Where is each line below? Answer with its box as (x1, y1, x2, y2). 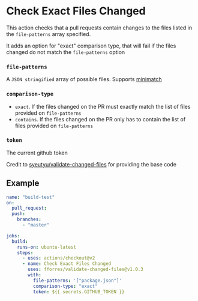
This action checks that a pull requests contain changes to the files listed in (6, 24, 193, 31)
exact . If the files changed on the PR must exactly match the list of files (14, 103, 191, 110)
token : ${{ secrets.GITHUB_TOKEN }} (32, 288, 125, 295)
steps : (17, 249, 34, 256)
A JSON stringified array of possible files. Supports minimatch (6, 76, 162, 83)
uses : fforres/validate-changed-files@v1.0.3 (28, 266, 144, 273)
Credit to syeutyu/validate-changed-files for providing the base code (6, 160, 177, 168)
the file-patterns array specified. (6, 30, 91, 37)
